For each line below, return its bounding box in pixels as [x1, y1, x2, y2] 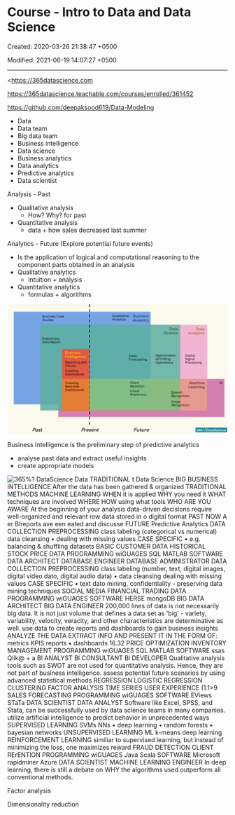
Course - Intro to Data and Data [7, 4, 192, 20]
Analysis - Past [7, 190, 51, 198]
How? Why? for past [27, 211, 87, 219]
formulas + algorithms [27, 290, 92, 299]
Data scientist [17, 176, 57, 184]
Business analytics [17, 153, 72, 162]
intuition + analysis [27, 275, 83, 284]
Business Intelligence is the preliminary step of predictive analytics [7, 441, 199, 449]
